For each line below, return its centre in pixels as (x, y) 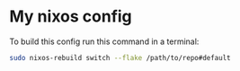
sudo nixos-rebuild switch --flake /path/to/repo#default (120, 58)
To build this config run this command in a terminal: (104, 41)
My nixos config (71, 17)
